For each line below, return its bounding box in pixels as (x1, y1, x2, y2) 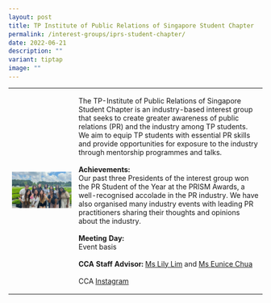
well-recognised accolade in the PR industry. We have (77, 190, 259, 200)
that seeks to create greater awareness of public (77, 113, 240, 123)
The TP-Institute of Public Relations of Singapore (77, 95, 242, 105)
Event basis (77, 242, 117, 251)
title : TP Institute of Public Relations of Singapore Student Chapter (8, 21, 254, 30)
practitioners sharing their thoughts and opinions (77, 207, 240, 217)
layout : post (8, 13, 52, 21)
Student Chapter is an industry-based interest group (77, 104, 253, 114)
